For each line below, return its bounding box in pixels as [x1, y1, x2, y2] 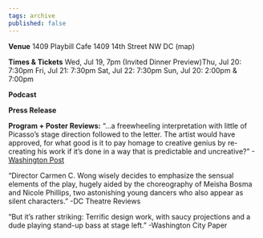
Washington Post [8, 154, 65, 165]
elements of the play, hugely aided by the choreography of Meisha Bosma [8, 178, 253, 189]
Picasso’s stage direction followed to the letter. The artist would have [8, 129, 236, 139]
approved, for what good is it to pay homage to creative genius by [8, 137, 226, 147]
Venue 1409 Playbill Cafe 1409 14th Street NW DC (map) [8, 41, 195, 51]
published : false [8, 19, 67, 27]
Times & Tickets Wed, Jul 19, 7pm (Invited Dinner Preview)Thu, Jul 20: [8, 57, 242, 67]
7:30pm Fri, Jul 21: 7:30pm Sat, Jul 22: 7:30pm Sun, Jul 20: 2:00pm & [8, 65, 238, 75]
